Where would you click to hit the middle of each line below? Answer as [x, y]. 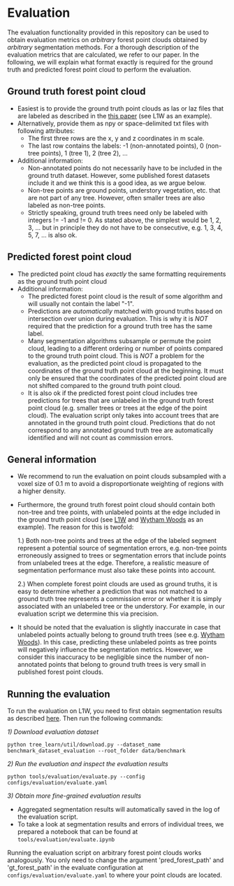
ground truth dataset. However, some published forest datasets [119, 175]
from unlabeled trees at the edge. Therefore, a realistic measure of [113, 563]
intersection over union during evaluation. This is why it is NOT [118, 318]
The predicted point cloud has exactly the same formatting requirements [122, 274]
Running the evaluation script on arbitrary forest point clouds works [104, 853]
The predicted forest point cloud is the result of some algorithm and [125, 296]
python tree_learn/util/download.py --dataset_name [84, 745]
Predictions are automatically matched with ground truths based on [125, 311]
